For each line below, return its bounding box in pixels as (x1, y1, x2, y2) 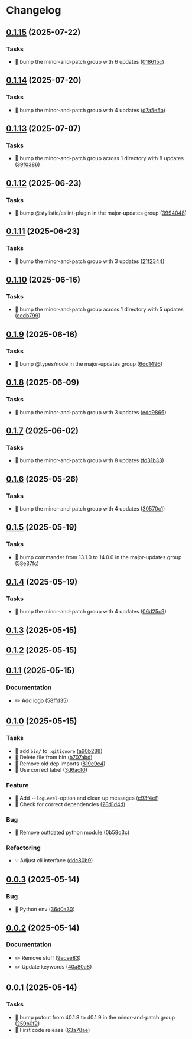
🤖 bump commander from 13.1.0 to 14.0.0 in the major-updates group (14, 553, 182, 560)
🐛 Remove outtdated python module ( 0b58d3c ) (14, 829, 130, 836)
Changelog (6, 4, 61, 17)
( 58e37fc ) (14, 560, 40, 567)
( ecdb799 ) (14, 312, 41, 319)
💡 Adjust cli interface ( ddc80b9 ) (14, 857, 93, 864)
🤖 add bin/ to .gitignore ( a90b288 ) (14, 747, 103, 754)
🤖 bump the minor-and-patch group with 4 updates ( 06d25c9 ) (14, 608, 167, 615)
